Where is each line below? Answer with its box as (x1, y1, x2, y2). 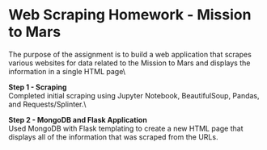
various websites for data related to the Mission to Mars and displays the (8, 58, 251, 68)
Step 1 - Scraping (8, 82, 67, 92)
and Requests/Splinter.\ (8, 99, 87, 109)
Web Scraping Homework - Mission (8, 6, 252, 24)
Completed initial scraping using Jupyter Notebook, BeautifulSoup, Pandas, (8, 90, 261, 100)
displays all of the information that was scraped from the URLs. (8, 131, 218, 142)
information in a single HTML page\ (8, 66, 126, 76)
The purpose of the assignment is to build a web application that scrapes (8, 49, 252, 59)
